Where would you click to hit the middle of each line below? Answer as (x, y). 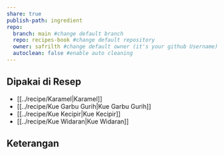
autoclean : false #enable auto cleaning (73, 54)
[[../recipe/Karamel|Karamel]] (60, 99)
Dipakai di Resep (44, 82)
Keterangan (33, 144)
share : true (24, 14)
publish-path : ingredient (44, 20)
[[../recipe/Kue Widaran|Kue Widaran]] (73, 121)
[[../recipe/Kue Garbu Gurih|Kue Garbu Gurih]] (84, 106)
